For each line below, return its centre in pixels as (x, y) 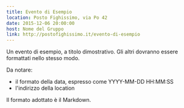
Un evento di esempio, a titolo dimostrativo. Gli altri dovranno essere (92, 52)
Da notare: (19, 70)
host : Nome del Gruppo (35, 29)
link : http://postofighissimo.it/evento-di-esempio (73, 35)
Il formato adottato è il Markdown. (49, 100)
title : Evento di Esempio (39, 12)
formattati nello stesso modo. (43, 58)
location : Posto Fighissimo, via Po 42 (57, 18)
